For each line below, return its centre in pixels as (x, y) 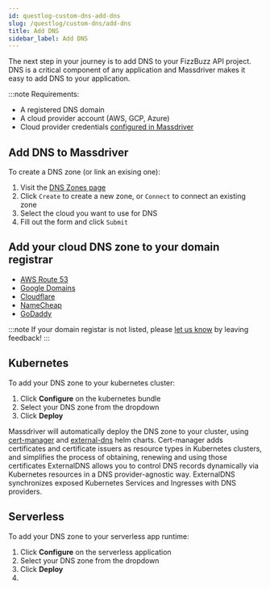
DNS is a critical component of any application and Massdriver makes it (127, 70)
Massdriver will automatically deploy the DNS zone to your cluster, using (129, 431)
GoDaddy (36, 313)
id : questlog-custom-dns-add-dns (64, 16)
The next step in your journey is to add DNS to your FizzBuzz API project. (130, 61)
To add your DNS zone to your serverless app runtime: (99, 536)
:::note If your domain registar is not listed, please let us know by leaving (129, 329)
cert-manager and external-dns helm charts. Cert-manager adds (116, 440)
